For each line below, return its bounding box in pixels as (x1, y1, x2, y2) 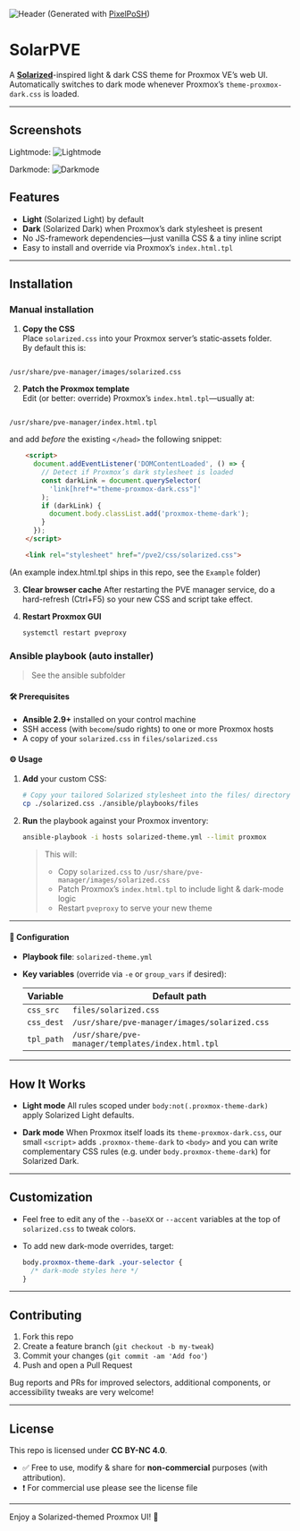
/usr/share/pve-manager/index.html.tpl (9, 418, 158, 427)
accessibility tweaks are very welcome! (9, 1387, 154, 1398)
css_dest (26, 1017, 64, 1028)
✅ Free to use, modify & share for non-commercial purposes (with (21, 1462, 268, 1473)
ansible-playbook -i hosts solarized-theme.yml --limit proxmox (21, 833, 267, 842)
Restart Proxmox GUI (21, 611, 102, 621)
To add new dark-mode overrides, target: (21, 1240, 174, 1251)
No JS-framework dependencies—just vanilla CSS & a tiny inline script (21, 233, 282, 244)
